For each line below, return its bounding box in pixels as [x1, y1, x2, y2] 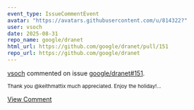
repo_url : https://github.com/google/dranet [7, 50, 140, 57]
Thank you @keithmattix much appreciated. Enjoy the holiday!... [7, 82, 162, 90]
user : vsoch [7, 23, 42, 30]
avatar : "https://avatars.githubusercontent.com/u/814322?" [7, 17, 188, 24]
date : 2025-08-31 [7, 30, 59, 37]
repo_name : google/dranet [7, 37, 83, 44]
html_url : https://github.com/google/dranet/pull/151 [7, 43, 169, 50]
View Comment [7, 94, 52, 103]
